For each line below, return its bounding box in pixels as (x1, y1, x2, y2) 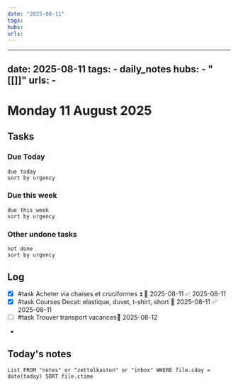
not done (7, 245, 33, 252)
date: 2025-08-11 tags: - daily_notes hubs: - (7, 63, 206, 75)
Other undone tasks (7, 229, 78, 239)
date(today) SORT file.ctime (7, 373, 93, 380)
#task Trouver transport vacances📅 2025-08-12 (17, 313, 158, 322)
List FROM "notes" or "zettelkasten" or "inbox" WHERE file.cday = (7, 366, 211, 374)
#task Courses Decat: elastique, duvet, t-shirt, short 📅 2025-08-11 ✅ (17, 297, 217, 305)
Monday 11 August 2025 (7, 102, 152, 118)
